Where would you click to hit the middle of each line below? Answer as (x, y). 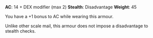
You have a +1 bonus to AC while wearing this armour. (59, 16)
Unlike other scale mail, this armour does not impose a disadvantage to (76, 26)
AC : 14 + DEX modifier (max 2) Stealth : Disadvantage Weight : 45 (71, 7)
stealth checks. (20, 31)
